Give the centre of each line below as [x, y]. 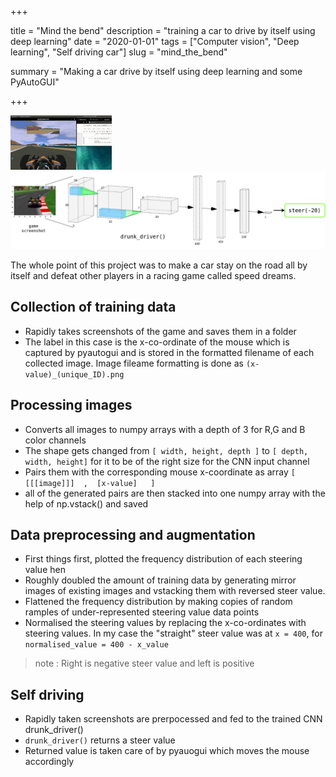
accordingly [49, 762]
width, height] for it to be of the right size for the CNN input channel [167, 461]
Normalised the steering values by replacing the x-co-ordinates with [165, 623]
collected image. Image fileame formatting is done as [134, 363]
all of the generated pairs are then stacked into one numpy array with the [175, 493]
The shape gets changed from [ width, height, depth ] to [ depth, [166, 450]
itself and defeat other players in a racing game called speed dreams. [153, 276]
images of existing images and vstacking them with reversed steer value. [175, 591]
